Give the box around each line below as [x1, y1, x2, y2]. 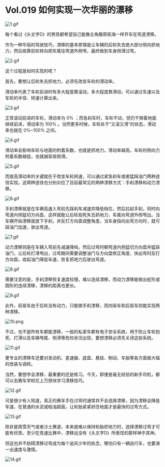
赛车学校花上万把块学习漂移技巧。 [18, 377, 87, 383]
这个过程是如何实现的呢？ [5, 67, 57, 74]
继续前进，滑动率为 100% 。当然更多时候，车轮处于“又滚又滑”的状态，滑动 [5, 121, 156, 127]
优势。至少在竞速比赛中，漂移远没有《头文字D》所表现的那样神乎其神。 [13, 430, 159, 436]
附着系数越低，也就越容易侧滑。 [5, 153, 70, 159]
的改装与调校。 [5, 361, 35, 367]
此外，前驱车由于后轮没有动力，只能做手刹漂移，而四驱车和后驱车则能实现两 [5, 302, 160, 308]
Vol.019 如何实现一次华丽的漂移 [5, 4, 134, 16]
